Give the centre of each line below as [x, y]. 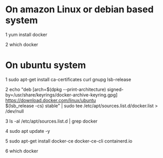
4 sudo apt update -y [28, 131]
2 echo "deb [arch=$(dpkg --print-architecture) [56, 89]
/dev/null [15, 111]
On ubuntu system [46, 65]
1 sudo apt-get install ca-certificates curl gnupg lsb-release [68, 79]
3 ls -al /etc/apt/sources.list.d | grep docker [51, 121]
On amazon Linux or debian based [79, 9]
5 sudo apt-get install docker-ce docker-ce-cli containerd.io [69, 141]
